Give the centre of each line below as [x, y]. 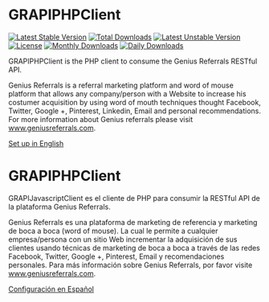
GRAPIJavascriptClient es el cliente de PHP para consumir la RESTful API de [134, 198]
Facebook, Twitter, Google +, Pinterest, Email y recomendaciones [116, 256]
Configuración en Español [51, 289]
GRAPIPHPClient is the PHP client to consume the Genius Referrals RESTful [133, 61]
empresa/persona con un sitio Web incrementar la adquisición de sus [123, 239]
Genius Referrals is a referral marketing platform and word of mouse [121, 85]
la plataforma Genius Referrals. [59, 206]
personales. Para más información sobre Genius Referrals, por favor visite [130, 265]
